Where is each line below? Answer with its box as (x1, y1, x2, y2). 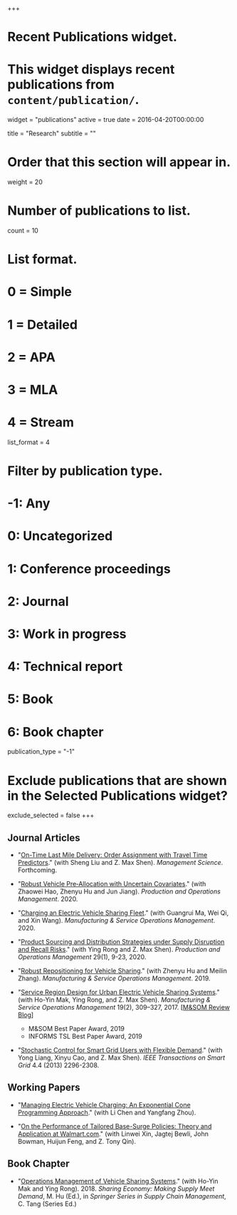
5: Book (7, 691, 53, 707)
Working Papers (7, 1082, 80, 1094)
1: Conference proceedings (7, 560, 171, 577)
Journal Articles (7, 831, 80, 844)
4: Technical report (7, 659, 123, 675)
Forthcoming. (17, 866, 58, 874)
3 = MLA (7, 381, 58, 398)
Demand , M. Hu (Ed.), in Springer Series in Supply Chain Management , (17, 1191, 226, 1200)
